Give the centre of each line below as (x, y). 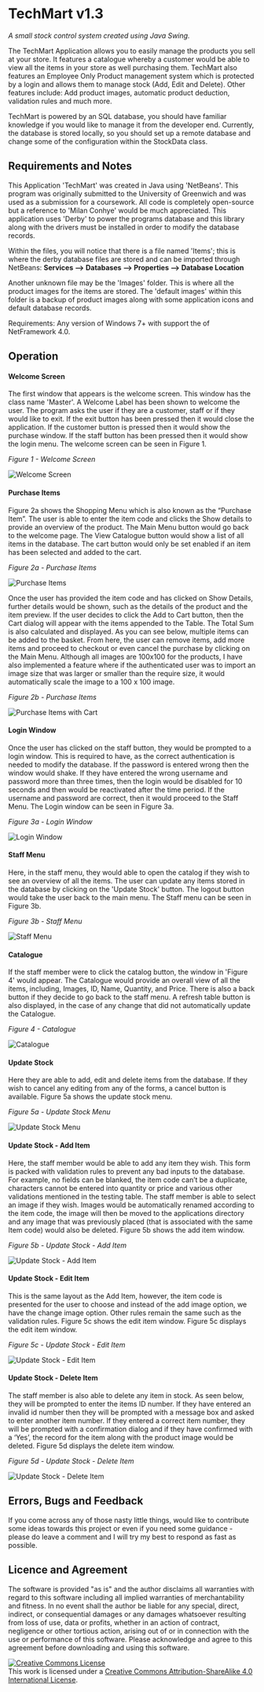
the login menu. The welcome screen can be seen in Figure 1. (107, 444)
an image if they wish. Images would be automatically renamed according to (132, 1205)
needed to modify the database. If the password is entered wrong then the (128, 764)
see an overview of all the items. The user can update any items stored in (126, 880)
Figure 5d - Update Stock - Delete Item (71, 1461)
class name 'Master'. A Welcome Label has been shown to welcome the (124, 402)
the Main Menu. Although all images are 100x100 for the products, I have (125, 656)
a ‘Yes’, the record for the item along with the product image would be (121, 1437)
